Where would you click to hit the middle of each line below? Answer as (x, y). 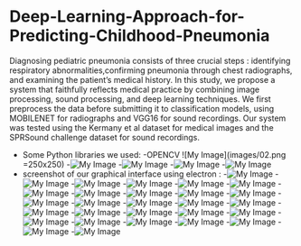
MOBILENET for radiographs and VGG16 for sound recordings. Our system (148, 118)
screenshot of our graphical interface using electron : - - (150, 174)
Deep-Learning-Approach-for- (127, 17)
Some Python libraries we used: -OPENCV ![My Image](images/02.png (154, 154)
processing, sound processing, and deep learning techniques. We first (140, 99)
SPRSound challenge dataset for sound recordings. (105, 137)
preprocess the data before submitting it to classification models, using (142, 108)
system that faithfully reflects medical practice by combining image (135, 89)
